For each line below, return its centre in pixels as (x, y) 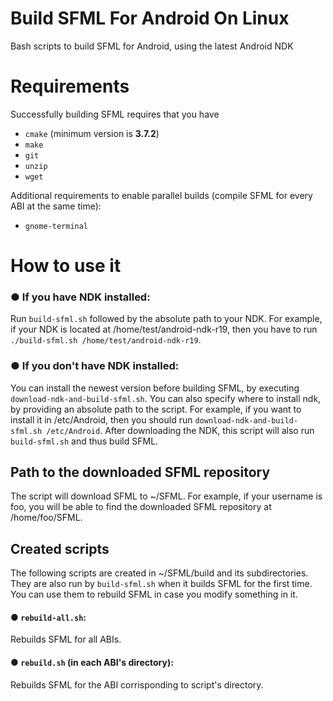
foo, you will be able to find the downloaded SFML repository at (141, 507)
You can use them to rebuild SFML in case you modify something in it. (154, 594)
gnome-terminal (56, 226)
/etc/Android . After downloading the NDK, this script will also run (180, 430)
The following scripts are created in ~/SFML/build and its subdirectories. (159, 573)
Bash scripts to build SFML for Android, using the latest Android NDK (152, 46)
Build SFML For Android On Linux (150, 18)
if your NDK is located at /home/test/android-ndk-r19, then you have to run (164, 329)
